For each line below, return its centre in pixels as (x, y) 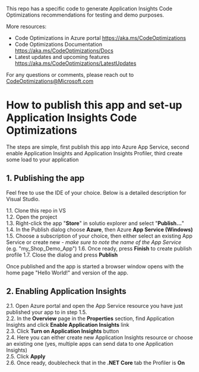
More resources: (26, 26)
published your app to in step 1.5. (47, 312)
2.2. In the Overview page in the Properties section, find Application (90, 318)
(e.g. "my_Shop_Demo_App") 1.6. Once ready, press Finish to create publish (99, 248)
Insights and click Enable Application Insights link (68, 324)
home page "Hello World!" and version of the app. (67, 273)
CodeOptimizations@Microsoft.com (50, 81)
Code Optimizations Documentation (59, 44)
